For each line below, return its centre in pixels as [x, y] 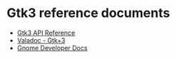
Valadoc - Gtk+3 [41, 40]
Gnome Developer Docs [52, 48]
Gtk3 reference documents [88, 13]
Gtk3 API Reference [46, 33]
